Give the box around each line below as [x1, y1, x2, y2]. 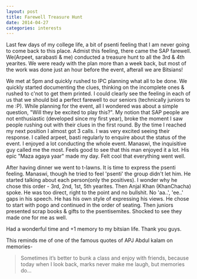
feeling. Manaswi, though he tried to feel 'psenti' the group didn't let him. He [6, 170, 191, 177]
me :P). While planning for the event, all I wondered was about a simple [6, 102, 178, 109]
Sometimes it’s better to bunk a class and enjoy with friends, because [20, 254, 189, 262]
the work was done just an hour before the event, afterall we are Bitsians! [6, 66, 183, 74]
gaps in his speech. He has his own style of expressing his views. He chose [6, 195, 189, 202]
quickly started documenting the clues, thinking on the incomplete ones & [6, 84, 185, 91]
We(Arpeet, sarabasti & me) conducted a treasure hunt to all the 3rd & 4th [6, 54, 185, 61]
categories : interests [6, 25, 62, 31]
